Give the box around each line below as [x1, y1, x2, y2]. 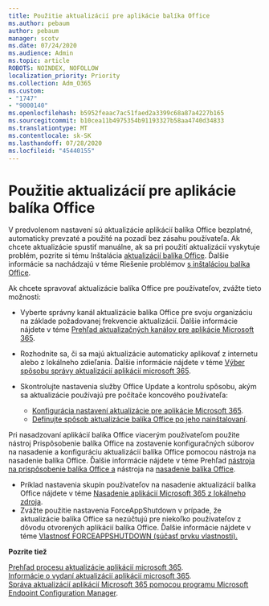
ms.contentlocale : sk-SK [8, 131, 92, 139]
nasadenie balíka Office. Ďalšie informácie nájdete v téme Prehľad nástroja [8, 456, 255, 466]
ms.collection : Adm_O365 [8, 79, 92, 87]
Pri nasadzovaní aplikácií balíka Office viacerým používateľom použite [8, 430, 240, 440]
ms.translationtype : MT [8, 124, 88, 132]
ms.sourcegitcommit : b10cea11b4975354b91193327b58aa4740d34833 [8, 117, 225, 125]
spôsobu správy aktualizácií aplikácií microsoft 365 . [19, 366, 191, 376]
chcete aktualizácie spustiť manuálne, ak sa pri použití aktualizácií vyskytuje [8, 243, 261, 252]
